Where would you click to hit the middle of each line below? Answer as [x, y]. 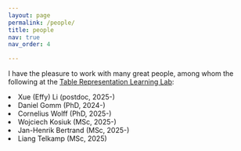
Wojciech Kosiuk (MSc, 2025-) [68, 122]
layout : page [29, 15]
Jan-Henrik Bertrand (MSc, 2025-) [74, 131]
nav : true [24, 37]
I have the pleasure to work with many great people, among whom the [121, 74]
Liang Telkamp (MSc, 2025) [63, 138]
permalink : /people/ [42, 23]
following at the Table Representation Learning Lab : [91, 82]
